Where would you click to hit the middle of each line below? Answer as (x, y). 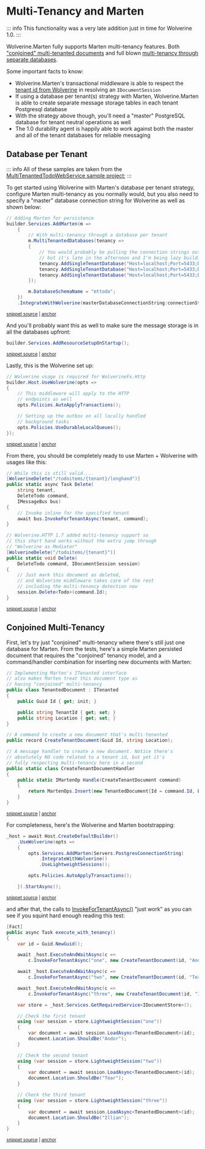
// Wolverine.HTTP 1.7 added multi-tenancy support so (77, 535)
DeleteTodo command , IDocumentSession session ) (79, 563)
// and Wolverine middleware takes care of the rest (86, 581)
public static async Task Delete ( (50, 485)
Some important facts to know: (45, 71)
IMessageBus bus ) (39, 501)
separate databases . (32, 59)
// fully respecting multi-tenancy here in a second (75, 763)
